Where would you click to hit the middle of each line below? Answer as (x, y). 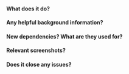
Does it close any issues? (39, 64)
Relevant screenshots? (36, 50)
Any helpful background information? (55, 23)
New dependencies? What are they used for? (64, 36)
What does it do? (28, 9)
